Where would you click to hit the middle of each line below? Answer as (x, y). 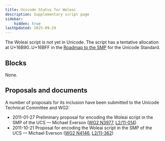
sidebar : (14, 19)
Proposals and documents (46, 90)
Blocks (16, 63)
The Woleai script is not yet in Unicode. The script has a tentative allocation (82, 42)
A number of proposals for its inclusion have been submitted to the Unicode (82, 102)
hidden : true (27, 23)
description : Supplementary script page (47, 14)
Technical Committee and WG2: (38, 107)
